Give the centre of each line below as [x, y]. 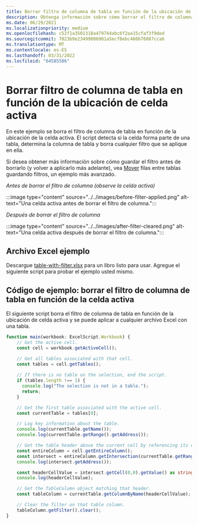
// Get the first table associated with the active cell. [89, 408]
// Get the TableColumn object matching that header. [84, 489]
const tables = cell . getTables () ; [59, 364]
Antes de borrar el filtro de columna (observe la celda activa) [80, 186]
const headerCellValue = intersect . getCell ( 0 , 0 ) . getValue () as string [105, 473]
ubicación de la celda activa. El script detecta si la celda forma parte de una [98, 138]
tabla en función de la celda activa [70, 299]
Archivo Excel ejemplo [48, 251]
